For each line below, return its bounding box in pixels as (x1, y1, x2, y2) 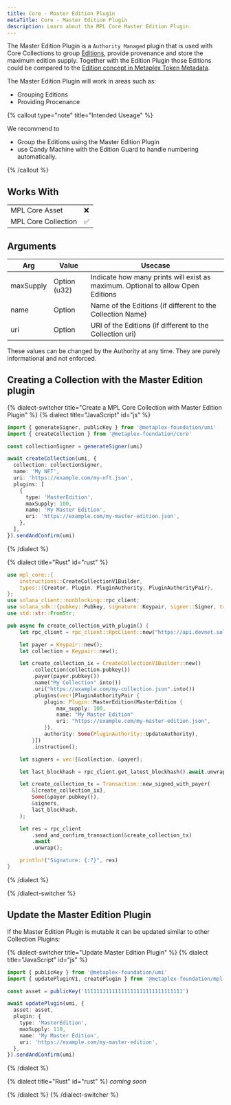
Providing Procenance (16, 98, 80, 106)
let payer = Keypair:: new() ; (19, 641, 103, 648)
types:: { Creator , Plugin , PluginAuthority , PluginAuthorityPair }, (19, 584, 214, 591)
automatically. (16, 152, 57, 161)
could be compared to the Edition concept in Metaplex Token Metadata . (7, 63, 210, 72)
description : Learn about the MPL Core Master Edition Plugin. (7, 23, 192, 30)
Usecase (140, 261, 170, 270)
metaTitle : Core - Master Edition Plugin (7, 17, 128, 23)
